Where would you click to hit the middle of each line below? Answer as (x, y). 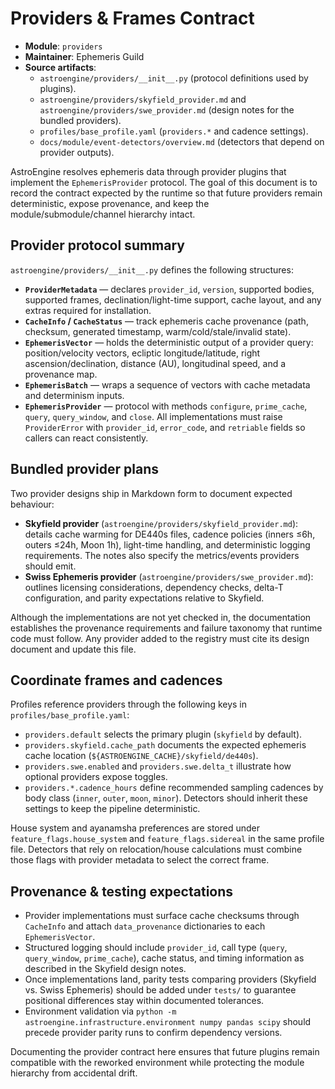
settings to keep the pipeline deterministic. (112, 809)
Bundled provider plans (84, 469)
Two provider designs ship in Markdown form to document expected (151, 493)
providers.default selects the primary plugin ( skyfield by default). (163, 734)
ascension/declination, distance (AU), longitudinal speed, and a (155, 363)
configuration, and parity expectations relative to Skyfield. (144, 598)
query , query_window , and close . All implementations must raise (153, 416)
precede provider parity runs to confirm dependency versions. (153, 1033)
